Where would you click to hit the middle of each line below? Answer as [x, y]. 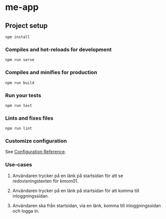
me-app [22, 7]
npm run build [20, 83]
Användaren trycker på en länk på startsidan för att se [68, 176]
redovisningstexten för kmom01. [45, 181]
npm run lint [19, 129]
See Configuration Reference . [36, 152]
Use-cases [19, 165]
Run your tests [23, 95]
